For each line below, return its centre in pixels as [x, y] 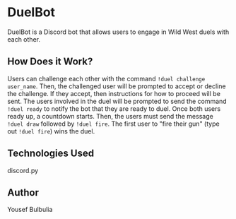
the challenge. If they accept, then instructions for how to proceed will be [114, 93]
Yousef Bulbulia [30, 210]
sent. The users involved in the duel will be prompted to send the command [117, 101]
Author [23, 193]
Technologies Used [51, 154]
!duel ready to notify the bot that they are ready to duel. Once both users [114, 108]
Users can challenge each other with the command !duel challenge [106, 78]
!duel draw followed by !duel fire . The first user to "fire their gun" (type [114, 124]
